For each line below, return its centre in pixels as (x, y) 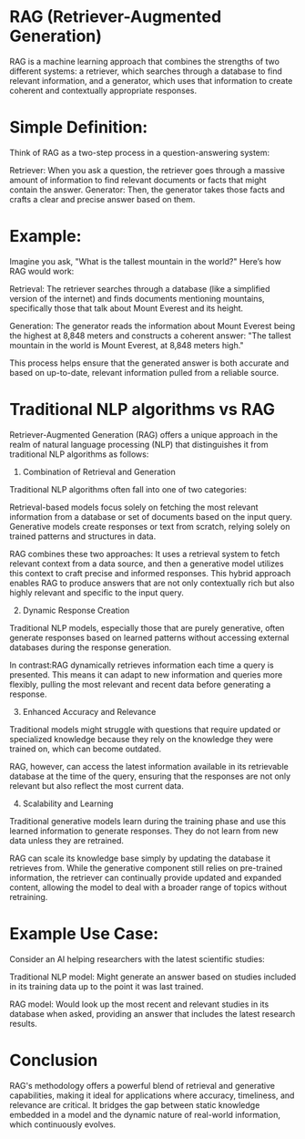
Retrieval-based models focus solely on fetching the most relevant (134, 507)
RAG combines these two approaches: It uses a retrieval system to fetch (145, 554)
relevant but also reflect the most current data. (97, 785)
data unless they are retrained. (67, 840)
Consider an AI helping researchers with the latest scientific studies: (137, 958)
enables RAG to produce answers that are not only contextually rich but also (152, 583)
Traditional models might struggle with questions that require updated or (145, 729)
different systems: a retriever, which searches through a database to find (146, 71)
